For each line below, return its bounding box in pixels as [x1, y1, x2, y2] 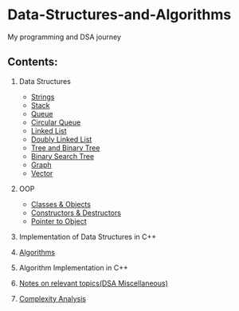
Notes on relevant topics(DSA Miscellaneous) [18, 278, 169, 288]
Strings [30, 92, 55, 102]
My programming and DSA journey [7, 32, 121, 42]
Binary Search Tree [30, 151, 95, 161]
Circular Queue [30, 118, 81, 127]
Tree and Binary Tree [30, 142, 100, 153]
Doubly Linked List [30, 134, 92, 144]
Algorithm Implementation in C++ [18, 262, 128, 273]
